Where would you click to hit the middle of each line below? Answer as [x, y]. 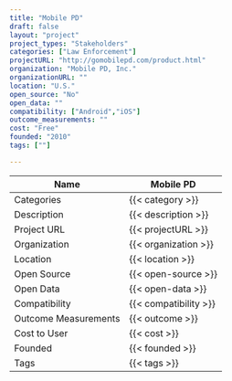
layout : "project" [44, 35]
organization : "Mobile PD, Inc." [73, 69]
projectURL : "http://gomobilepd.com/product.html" [108, 60]
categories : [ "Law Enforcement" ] [73, 52]
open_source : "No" [44, 94]
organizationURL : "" [49, 78]
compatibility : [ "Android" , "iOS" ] [75, 111]
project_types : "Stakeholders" [69, 43]
